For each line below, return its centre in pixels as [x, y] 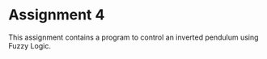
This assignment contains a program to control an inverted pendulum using [133, 37]
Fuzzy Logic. [30, 45]
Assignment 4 [57, 15]
